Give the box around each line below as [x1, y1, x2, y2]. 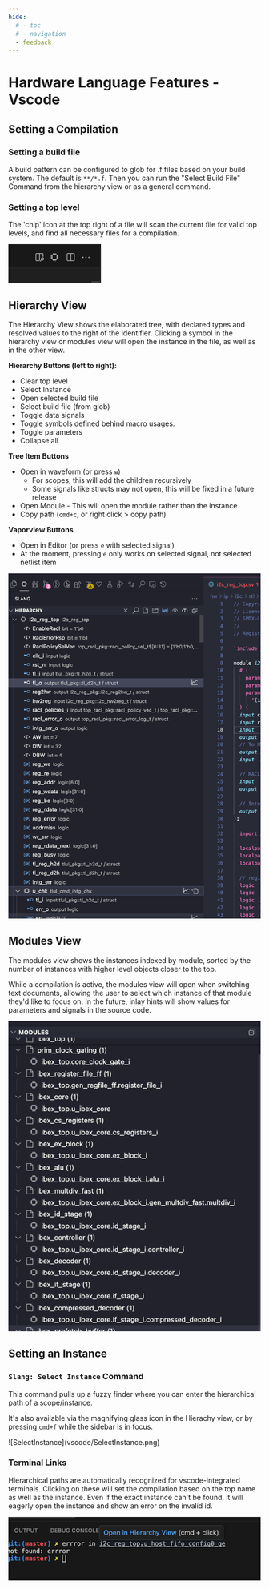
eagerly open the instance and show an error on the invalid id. [8, 1501, 214, 1511]
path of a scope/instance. [8, 1398, 94, 1407]
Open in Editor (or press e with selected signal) [19, 540, 175, 550]
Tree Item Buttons [8, 451, 70, 461]
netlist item [19, 557, 57, 568]
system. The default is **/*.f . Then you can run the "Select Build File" [8, 173, 241, 183]
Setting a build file [8, 146, 81, 158]
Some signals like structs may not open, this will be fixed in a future [31, 484, 255, 494]
